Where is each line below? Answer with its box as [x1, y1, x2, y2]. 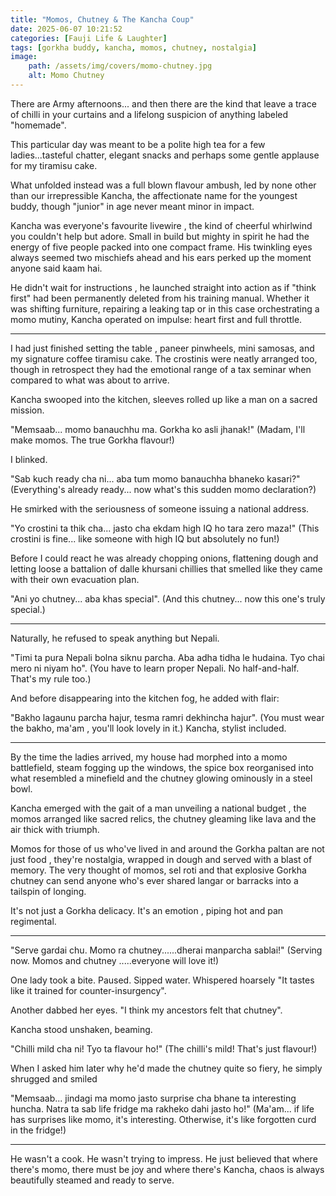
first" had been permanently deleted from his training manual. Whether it [10, 292, 310, 304]
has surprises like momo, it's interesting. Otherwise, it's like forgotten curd [10, 1113, 317, 1125]
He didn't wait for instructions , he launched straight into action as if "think [10, 281, 317, 293]
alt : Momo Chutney [28, 71, 105, 81]
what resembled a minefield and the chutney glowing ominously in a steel [10, 772, 313, 784]
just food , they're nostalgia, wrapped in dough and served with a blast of [10, 853, 313, 865]
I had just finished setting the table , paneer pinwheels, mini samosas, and [10, 342, 315, 354]
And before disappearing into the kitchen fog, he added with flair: [10, 692, 280, 704]
